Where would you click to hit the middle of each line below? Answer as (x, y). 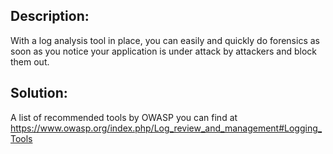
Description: (50, 16)
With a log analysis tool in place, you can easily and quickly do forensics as (165, 40)
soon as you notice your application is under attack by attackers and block (163, 51)
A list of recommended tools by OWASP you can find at (124, 117)
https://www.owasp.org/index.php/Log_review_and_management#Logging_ (166, 128)
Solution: (39, 93)
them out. (30, 61)
